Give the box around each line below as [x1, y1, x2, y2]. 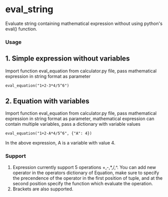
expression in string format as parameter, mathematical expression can [5, 116, 154, 122]
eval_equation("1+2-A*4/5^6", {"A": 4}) [5, 131, 93, 136]
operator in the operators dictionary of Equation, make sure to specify [12, 170, 159, 176]
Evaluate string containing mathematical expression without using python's [5, 20, 163, 26]
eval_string [5, 4, 53, 15]
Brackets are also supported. [12, 186, 74, 192]
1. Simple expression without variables [5, 54, 130, 63]
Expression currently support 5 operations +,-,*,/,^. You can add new [12, 164, 156, 170]
